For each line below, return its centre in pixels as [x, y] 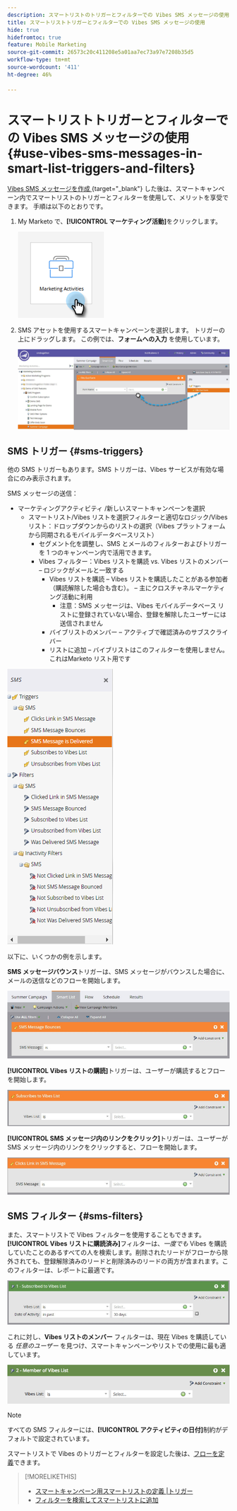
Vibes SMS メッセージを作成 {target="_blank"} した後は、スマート [104, 189]
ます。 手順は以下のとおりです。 [60, 207]
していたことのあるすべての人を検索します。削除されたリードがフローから [115, 1252]
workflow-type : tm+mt [39, 60]
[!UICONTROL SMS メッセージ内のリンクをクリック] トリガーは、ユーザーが [117, 1138]
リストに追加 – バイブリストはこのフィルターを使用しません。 [139, 650]
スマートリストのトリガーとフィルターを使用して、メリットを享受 [127, 197]
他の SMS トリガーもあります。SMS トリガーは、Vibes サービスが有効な [113, 470]
